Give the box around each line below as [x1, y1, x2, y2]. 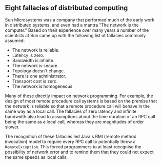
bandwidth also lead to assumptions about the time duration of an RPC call [5, 113, 155, 119]
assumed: [5, 38, 25, 43]
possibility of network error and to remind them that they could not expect [5, 149, 154, 155]
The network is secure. [12, 62, 59, 68]
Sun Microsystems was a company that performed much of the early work [5, 17, 155, 22]
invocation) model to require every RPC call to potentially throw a [5, 139, 136, 144]
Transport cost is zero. [12, 78, 58, 84]
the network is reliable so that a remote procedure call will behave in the [5, 103, 150, 109]
